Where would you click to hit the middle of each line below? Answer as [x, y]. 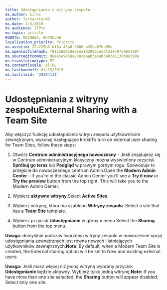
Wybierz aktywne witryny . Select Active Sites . [60, 196]
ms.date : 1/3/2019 [24, 24]
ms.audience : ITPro [25, 28]
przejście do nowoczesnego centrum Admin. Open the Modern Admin [84, 170]
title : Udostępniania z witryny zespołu [48, 10]
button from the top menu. [39, 226]
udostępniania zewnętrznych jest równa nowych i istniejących [69, 241]
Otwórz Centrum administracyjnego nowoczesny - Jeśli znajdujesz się [86, 154]
